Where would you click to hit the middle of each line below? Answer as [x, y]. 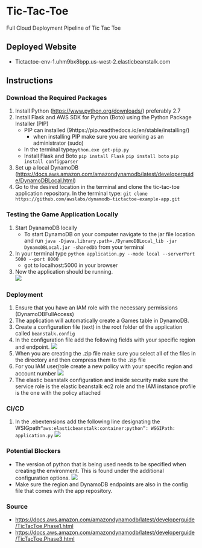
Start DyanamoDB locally [46, 228]
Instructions [30, 81]
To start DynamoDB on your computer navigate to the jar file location [109, 234]
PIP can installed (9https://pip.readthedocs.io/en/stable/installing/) [107, 130]
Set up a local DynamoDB [47, 168]
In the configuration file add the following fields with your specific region [105, 340]
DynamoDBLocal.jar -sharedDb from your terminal [84, 247]
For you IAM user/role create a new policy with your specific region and [104, 366]
